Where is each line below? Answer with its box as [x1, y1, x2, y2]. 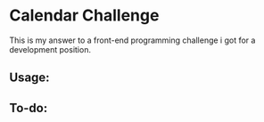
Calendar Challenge [9, 5, 160, 26]
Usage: [9, 70, 51, 85]
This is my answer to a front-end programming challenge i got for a [9, 35, 256, 45]
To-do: [9, 100, 48, 116]
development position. [9, 44, 92, 54]
